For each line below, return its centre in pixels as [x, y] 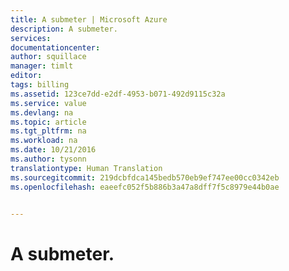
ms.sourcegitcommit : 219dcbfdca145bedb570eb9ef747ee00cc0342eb [145, 177]
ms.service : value [48, 103]
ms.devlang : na [42, 112]
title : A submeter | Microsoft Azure [89, 19]
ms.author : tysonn [48, 159]
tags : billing [40, 85]
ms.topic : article [48, 122]
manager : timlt [42, 66]
